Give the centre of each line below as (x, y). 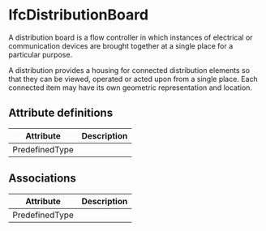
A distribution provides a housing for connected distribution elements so (129, 70)
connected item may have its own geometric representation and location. (131, 88)
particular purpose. (41, 54)
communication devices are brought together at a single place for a (121, 45)
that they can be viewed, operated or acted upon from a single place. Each (133, 79)
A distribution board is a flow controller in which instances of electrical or (131, 37)
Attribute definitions (61, 113)
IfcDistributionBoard (78, 15)
